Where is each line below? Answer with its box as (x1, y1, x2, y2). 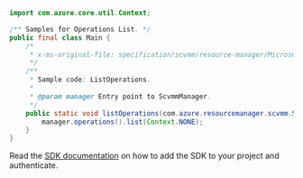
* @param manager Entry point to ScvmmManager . (29, 91, 212, 101)
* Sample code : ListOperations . (29, 75, 151, 85)
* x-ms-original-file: (29, 50, 115, 59)
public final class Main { (9, 33, 111, 42)
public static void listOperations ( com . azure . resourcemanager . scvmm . (25, 108, 293, 117)
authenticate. (9, 160, 59, 171)
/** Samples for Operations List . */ (9, 24, 151, 33)
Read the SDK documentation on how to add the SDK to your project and (9, 150, 280, 162)
